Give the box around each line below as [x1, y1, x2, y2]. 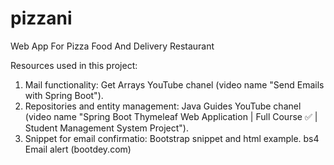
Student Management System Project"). [24, 122, 189, 134]
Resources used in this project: [10, 59, 138, 71]
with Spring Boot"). [24, 89, 104, 101]
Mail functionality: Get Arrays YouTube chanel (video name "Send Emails [24, 78, 325, 91]
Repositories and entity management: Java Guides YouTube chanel [24, 100, 302, 112]
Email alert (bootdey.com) [24, 143, 132, 155]
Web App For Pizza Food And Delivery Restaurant [10, 40, 215, 52]
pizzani [10, 7, 73, 30]
